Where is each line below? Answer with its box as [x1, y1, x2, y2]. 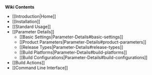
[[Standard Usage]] [12, 24, 51, 30]
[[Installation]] [12, 19, 40, 24]
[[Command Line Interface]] [12, 65, 68, 71]
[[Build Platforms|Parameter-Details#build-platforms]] [19, 49, 127, 55]
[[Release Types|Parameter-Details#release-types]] [19, 45, 123, 50]
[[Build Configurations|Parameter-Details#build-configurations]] [19, 55, 148, 60]
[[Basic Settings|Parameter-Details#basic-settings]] [19, 34, 123, 40]
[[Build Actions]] [12, 60, 45, 65]
